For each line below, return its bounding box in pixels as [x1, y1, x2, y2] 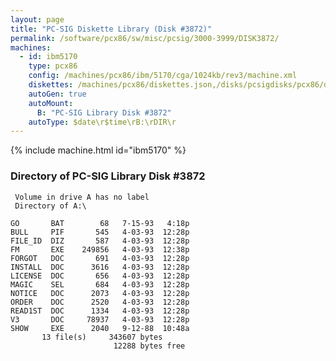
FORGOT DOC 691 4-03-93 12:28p [10, 253, 190, 263]
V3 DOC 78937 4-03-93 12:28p [10, 314, 190, 325]
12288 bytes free [113, 341, 186, 351]
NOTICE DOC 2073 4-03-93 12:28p [10, 288, 190, 298]
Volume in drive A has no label [14, 192, 150, 202]
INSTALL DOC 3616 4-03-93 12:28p [10, 262, 190, 272]
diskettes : [28, 80, 74, 90]
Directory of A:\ [14, 201, 87, 211]
